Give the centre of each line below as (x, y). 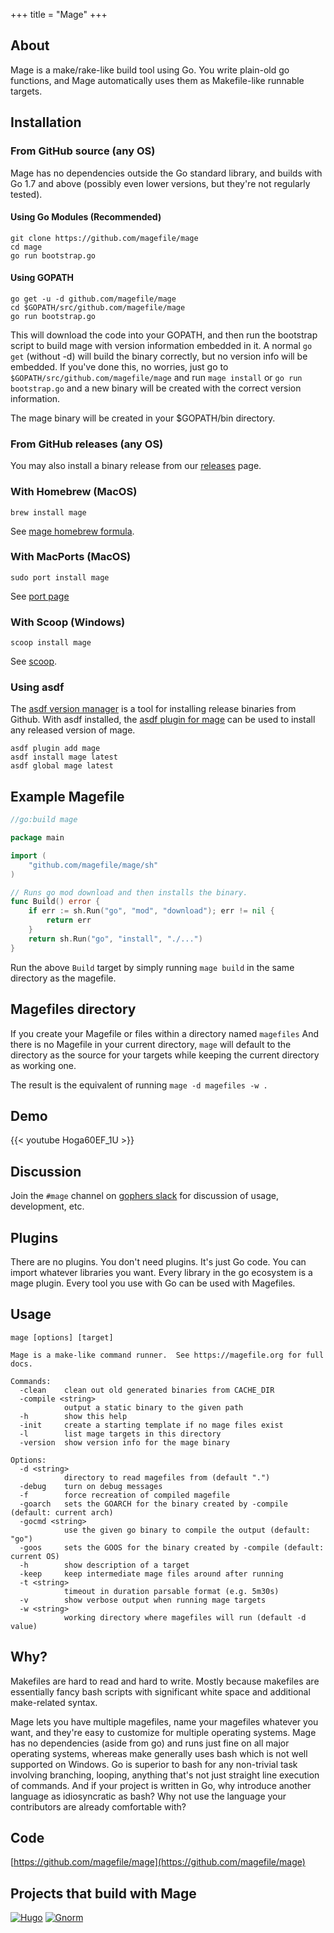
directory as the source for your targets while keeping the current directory (165, 1055)
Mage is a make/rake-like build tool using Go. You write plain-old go (150, 70)
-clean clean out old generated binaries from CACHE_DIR (147, 1390)
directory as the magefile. (63, 978)
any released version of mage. (73, 730)
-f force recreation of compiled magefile (124, 1495)
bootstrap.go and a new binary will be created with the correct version (156, 388)
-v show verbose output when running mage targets (143, 1600)
